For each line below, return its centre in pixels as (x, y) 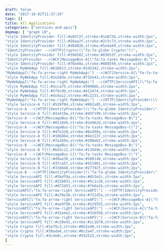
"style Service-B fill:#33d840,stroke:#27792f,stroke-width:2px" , (73, 168)
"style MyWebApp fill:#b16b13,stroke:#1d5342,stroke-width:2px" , (72, 69)
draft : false (18, 9)
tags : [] (14, 18)
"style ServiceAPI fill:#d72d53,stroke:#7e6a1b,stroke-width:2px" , (75, 186)
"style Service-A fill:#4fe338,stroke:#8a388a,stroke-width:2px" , (73, 132)
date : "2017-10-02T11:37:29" (34, 14)
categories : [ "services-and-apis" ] (41, 28)
